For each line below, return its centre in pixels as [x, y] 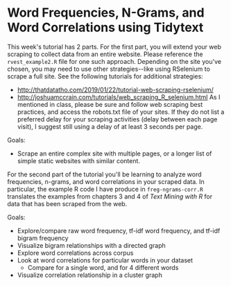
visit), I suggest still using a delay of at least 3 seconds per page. [110, 126]
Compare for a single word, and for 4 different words [103, 267]
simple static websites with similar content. [79, 160]
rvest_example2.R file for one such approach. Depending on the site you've [114, 61]
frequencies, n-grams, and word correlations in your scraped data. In [106, 181]
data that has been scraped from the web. [67, 203]
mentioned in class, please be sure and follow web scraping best [110, 104]
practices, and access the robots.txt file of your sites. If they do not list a [121, 112]
